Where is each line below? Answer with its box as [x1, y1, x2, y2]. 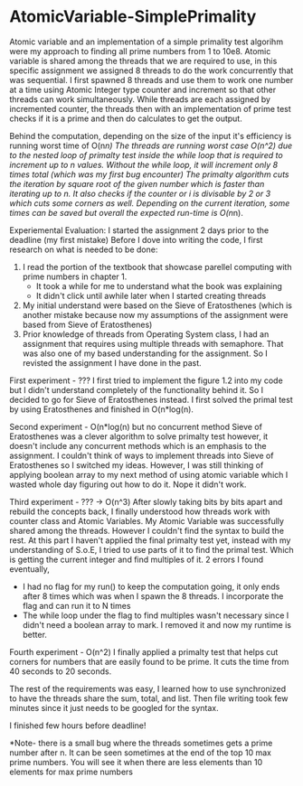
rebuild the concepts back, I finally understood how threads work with [9, 506, 270, 517]
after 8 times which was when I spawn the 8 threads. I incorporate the [22, 590, 284, 602]
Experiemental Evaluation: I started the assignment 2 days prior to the [9, 224, 270, 236]
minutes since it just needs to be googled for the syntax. [9, 702, 219, 713]
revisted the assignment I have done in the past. [22, 357, 202, 368]
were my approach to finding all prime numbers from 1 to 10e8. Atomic [9, 45, 271, 56]
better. [22, 629, 48, 640]
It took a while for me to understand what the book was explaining [35, 280, 283, 291]
